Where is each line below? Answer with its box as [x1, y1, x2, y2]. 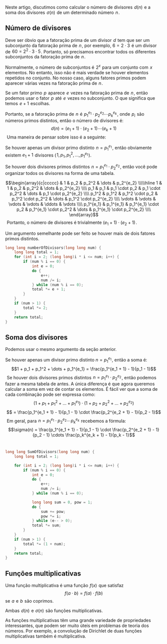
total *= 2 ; [23, 305, 48, 311]
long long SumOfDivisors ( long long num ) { [5, 450, 95, 455]
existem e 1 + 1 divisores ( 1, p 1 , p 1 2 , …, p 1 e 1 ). [5, 151, 92, 159]
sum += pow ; [40, 509, 66, 514]
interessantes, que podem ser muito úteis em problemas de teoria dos [5, 623, 149, 629]
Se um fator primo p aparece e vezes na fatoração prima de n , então [5, 90, 148, 96]
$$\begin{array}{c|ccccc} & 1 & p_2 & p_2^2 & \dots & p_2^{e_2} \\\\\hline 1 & [5, 179, 162, 186]
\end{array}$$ [69, 211, 99, 217]
